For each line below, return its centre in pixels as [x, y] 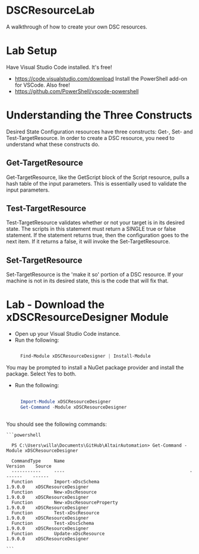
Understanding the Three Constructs [99, 115]
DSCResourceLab [50, 10]
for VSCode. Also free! [42, 85]
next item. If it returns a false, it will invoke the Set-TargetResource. [88, 241]
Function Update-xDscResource [58, 534]
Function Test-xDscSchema [53, 523]
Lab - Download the [56, 305]
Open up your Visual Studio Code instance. [67, 334]
